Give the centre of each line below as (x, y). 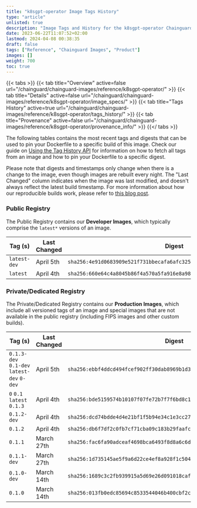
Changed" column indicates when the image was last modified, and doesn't (97, 181)
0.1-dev (20, 365)
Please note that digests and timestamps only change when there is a (90, 168)
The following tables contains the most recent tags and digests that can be (96, 138)
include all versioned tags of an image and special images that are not (91, 310)
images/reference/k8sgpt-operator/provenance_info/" (71, 127)
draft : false (22, 45)
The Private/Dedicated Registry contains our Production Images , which (93, 304)
